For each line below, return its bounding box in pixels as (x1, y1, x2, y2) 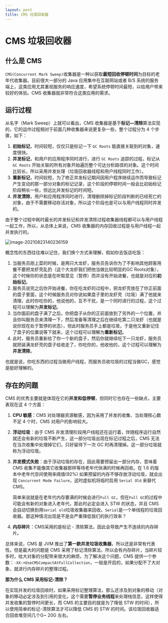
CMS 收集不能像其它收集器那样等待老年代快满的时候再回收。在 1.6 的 (12, 465, 155, 471)
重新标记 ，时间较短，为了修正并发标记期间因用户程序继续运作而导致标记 (12, 175, 161, 181)
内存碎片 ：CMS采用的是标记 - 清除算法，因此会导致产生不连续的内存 (12, 524, 154, 530)
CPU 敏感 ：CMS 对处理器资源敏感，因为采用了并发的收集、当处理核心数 (12, 412, 161, 418)
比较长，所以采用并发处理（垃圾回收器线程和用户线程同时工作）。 (12, 169, 146, 175)
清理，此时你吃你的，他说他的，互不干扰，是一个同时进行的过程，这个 (12, 298, 157, 304)
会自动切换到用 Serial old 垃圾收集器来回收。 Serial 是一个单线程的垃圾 (12, 507, 158, 513)
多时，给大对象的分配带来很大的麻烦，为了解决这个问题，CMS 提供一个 (5, 553, 152, 559)
